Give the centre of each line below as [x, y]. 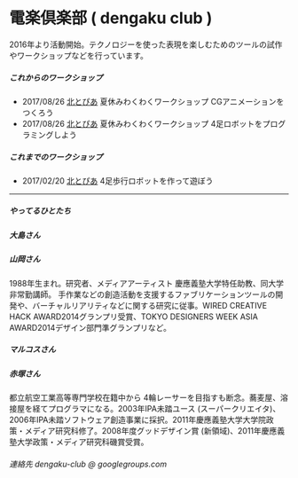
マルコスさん [32, 349]
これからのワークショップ [56, 77]
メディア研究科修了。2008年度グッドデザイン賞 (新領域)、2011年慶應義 [155, 430]
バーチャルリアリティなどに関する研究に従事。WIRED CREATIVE [150, 305]
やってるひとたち [40, 211]
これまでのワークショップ [56, 157]
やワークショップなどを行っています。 [78, 55]
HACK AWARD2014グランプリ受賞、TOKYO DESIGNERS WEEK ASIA [134, 317]
